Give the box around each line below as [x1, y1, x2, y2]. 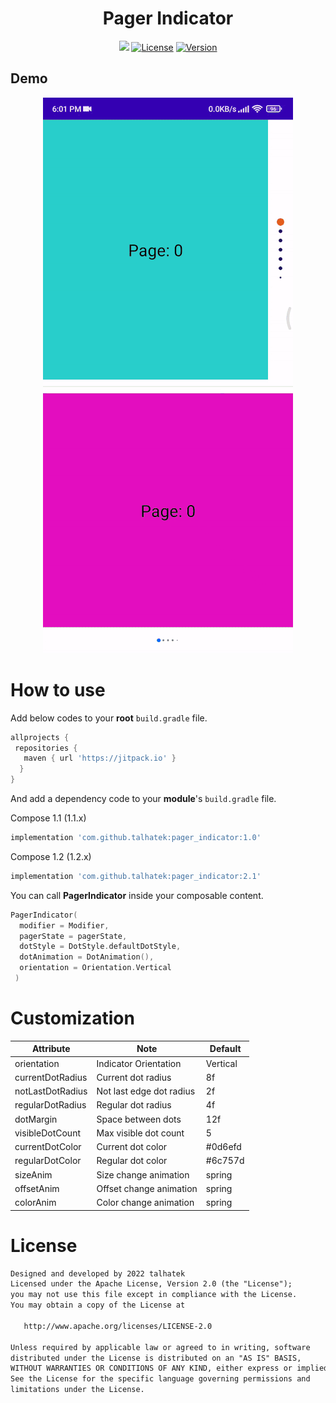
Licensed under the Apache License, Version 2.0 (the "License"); [10, 1279, 293, 1289]
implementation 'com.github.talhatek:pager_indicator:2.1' [10, 871, 262, 881]
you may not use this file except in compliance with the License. [10, 1290, 298, 1300]
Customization [10, 1007, 135, 1030]
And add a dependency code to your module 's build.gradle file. [10, 793, 277, 805]
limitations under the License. [10, 1385, 145, 1395]
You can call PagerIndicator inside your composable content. [10, 889, 264, 901]
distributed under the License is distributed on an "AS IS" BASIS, [10, 1353, 302, 1363]
